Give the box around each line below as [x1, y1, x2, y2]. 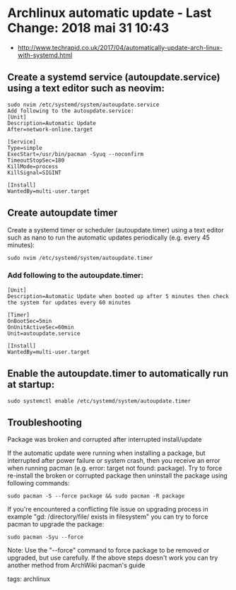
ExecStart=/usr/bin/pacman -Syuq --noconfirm [7, 151, 143, 158]
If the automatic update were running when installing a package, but [7, 449, 206, 457]
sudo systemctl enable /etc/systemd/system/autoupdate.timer [7, 397, 191, 404]
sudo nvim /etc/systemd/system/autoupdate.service [7, 101, 160, 108]
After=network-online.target [7, 126, 93, 133]
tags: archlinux [7, 574, 51, 584]
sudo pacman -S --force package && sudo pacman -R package [7, 492, 185, 500]
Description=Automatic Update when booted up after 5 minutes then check [7, 293, 230, 300]
